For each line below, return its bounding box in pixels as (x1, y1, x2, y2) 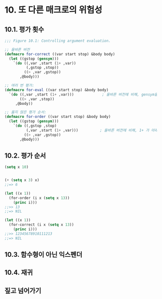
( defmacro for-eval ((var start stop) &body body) (4, 87, 109, 92)
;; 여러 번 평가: (4, 83, 34, 88)
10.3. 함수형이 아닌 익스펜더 (4, 250, 83, 259)
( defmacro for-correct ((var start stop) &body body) (4, 51, 116, 56)
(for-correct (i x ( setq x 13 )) (9, 222, 74, 227)
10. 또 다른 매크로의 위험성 (4, 4, 103, 16)
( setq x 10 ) (4, 165, 29, 170)
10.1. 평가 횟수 (4, 25, 44, 33)
